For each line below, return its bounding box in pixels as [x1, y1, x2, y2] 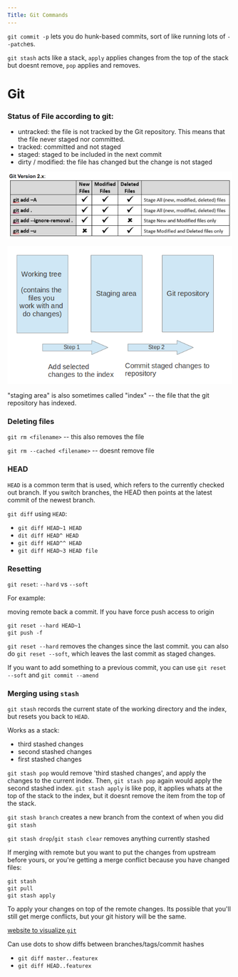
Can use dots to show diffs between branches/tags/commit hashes [7, 940, 205, 948]
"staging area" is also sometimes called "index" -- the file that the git [7, 391, 210, 400]
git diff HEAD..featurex [17, 963, 92, 970]
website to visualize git [7, 926, 77, 935]
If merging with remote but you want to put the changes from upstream [7, 848, 216, 857]
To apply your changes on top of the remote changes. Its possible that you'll [7, 905, 232, 914]
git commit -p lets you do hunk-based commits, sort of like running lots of [7, 32, 226, 41]
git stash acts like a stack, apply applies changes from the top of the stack [7, 53, 229, 62]
